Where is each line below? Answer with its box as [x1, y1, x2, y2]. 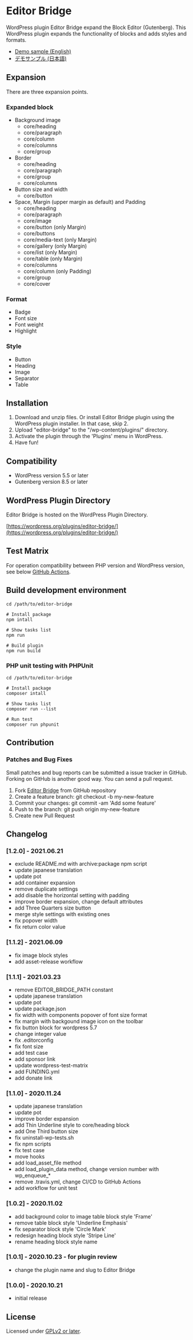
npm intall [6, 617, 33, 623]
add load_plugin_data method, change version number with [14, 1166, 159, 1173]
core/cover [23, 280, 51, 288]
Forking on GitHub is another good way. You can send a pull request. [6, 775, 174, 782]
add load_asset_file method [14, 1159, 81, 1166]
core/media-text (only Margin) [23, 236, 97, 244]
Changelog [6, 829, 48, 840]
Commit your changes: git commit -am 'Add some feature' [14, 799, 156, 806]
